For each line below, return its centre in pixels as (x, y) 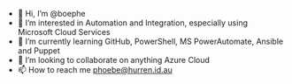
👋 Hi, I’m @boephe (51, 14)
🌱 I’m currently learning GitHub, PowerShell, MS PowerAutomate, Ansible (150, 41)
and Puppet (38, 51)
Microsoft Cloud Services (64, 32)
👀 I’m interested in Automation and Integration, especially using (132, 23)
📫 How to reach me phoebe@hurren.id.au (95, 70)
